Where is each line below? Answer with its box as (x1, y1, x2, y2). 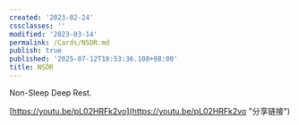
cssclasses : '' (9, 21, 66, 30)
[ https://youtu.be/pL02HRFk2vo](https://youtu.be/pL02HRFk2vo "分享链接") (9, 105, 291, 116)
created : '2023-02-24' (9, 12, 94, 22)
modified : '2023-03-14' (9, 29, 98, 38)
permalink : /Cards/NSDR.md (9, 37, 110, 47)
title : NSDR (9, 63, 54, 72)
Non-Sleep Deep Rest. (9, 87, 92, 98)
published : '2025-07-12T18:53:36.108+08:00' (9, 54, 178, 63)
